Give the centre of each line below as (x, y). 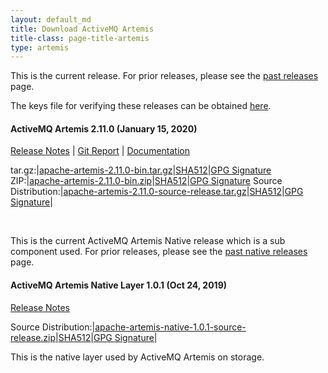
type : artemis (40, 47)
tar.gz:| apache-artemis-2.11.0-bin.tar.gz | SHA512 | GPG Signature (141, 170)
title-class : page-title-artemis (80, 38)
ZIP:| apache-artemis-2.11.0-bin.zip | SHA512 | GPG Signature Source (146, 181)
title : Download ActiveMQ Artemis (82, 29)
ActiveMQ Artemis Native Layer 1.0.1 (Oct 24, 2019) (119, 285)
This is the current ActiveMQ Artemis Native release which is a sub (148, 241)
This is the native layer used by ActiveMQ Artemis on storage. (137, 357)
